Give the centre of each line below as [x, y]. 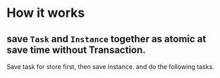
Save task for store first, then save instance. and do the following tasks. [110, 67]
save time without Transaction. [76, 50]
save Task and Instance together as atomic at [106, 39]
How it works [46, 13]
